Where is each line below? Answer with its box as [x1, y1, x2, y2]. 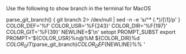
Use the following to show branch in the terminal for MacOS [6, 5, 151, 12]
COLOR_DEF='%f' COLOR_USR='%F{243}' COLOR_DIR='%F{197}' [6, 23, 168, 29]
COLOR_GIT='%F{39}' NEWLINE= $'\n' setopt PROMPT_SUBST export [6, 28, 176, 35]
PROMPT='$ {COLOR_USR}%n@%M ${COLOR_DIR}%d [6, 35, 140, 41]
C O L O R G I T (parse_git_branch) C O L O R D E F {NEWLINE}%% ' [6, 41, 145, 49]
